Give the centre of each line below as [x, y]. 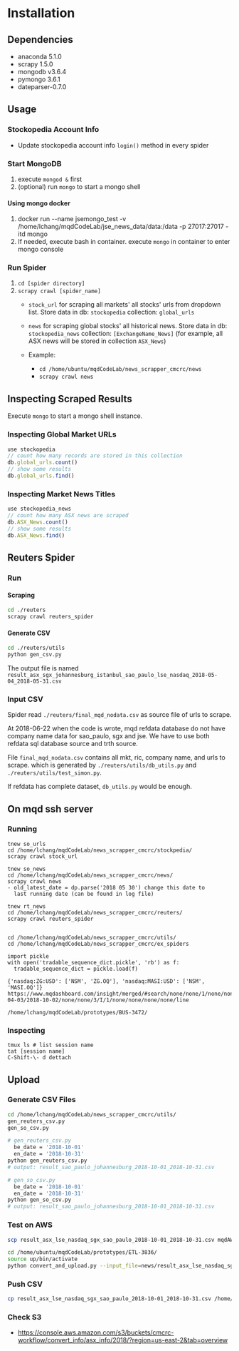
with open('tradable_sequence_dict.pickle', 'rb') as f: [94, 962]
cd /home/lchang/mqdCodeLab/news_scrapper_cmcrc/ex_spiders [99, 944]
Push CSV [25, 1284]
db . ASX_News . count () [38, 522]
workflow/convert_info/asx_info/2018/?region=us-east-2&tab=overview [123, 1340]
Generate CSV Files [42, 1100]
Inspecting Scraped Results [70, 398]
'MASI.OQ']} [25, 987]
